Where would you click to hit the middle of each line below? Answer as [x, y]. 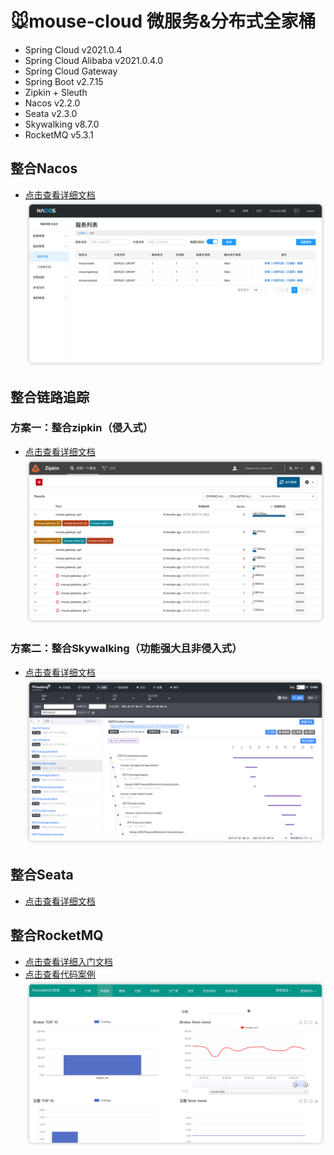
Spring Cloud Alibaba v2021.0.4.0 [94, 60]
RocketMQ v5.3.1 [59, 134]
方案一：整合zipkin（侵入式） [82, 428]
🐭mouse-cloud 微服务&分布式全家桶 [163, 21]
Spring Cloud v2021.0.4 [73, 49]
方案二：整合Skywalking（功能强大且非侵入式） [126, 649]
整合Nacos [44, 168]
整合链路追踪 [50, 397]
